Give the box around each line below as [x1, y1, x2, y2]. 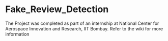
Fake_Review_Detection [5, 4, 109, 15]
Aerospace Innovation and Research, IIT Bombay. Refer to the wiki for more [5, 25, 163, 31]
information [5, 31, 30, 37]
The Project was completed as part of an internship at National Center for [5, 20, 159, 26]
